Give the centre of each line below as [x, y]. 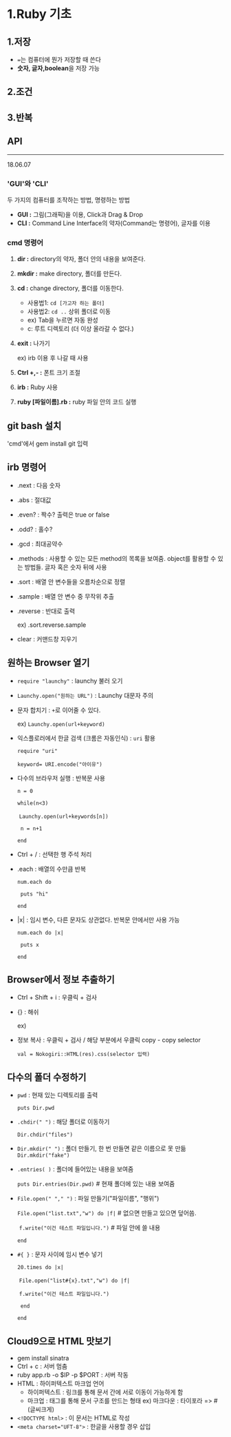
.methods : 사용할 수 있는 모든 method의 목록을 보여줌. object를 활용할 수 [117, 558]
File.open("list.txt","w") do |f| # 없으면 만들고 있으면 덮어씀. [107, 1213]
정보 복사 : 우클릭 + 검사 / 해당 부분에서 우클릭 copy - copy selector [109, 1040]
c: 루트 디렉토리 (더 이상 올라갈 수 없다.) [80, 329]
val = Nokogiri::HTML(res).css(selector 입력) [84, 1055]
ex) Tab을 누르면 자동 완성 [63, 320]
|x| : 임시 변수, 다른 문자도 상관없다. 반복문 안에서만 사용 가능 [98, 920]
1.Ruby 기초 [40, 14]
